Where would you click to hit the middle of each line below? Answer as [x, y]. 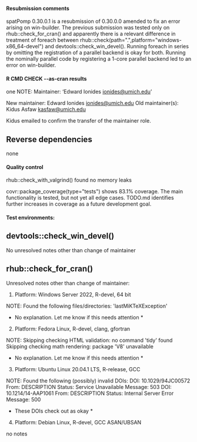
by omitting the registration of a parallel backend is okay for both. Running [96, 52]
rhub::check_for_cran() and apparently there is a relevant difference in [91, 34]
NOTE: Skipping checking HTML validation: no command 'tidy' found [89, 340]
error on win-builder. [31, 65]
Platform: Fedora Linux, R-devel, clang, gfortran [72, 329]
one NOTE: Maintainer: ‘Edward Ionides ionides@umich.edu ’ [79, 92]
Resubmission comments [38, 8]
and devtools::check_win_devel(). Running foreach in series [117, 47]
